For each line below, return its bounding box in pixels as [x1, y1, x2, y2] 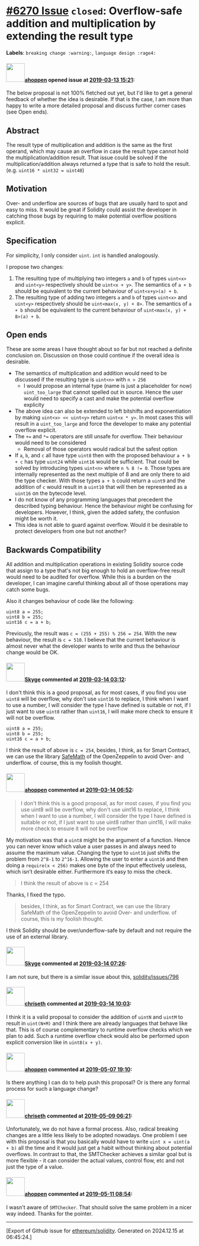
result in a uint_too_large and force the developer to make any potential [14, 420, 191, 428]
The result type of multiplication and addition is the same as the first [6, 141, 173, 148]
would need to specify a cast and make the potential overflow [23, 395, 175, 402]
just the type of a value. [6, 1163, 64, 1170]
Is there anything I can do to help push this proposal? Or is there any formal [6, 1079, 190, 1086]
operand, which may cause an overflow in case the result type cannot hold [6, 147, 188, 155]
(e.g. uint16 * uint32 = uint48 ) [6, 167, 85, 174]
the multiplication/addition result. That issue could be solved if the [6, 153, 168, 161]
